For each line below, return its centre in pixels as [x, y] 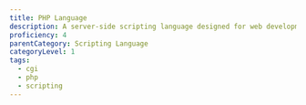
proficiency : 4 [38, 35]
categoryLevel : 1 [42, 52]
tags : [20, 60]
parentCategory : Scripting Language [79, 43]
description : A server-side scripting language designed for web [136, 26]
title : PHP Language [49, 18]
